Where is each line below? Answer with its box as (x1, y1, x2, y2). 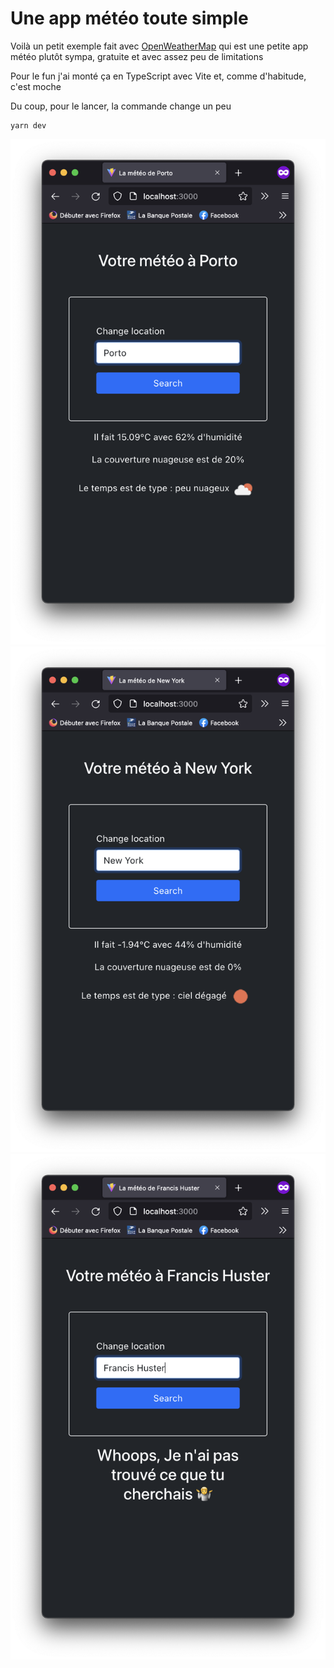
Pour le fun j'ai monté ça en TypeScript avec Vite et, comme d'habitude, (10, 70, 307, 82)
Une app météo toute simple (10, 7, 249, 30)
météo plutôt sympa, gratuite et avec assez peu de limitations (10, 50, 264, 62)
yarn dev (10, 120, 47, 131)
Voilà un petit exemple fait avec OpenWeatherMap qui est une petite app (10, 40, 309, 52)
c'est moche (10, 80, 62, 92)
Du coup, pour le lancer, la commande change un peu (10, 100, 232, 112)
